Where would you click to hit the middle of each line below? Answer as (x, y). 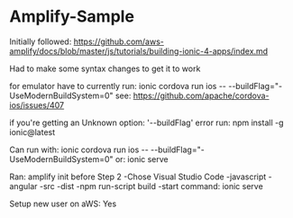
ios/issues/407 (37, 104)
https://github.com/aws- (119, 41)
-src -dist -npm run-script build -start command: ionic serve (151, 186)
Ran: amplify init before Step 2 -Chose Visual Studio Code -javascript (138, 177)
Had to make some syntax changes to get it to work (105, 68)
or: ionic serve (142, 159)
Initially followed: (41, 41)
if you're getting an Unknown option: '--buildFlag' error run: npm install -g (146, 123)
